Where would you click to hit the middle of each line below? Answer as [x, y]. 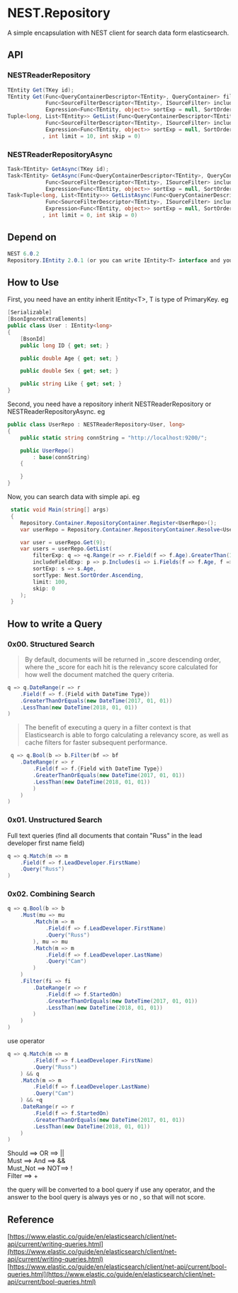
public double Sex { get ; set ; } [69, 371]
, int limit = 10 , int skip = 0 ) [91, 136]
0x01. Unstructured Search [55, 820]
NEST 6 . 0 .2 [23, 253]
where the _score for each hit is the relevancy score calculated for [121, 667]
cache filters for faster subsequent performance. [96, 742]
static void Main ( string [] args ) [60, 510]
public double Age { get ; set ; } [69, 358]
